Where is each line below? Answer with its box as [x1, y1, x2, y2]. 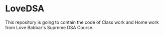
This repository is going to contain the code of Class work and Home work [5, 19, 159, 25]
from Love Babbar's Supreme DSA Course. [5, 24, 94, 30]
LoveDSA [5, 3, 45, 14]
